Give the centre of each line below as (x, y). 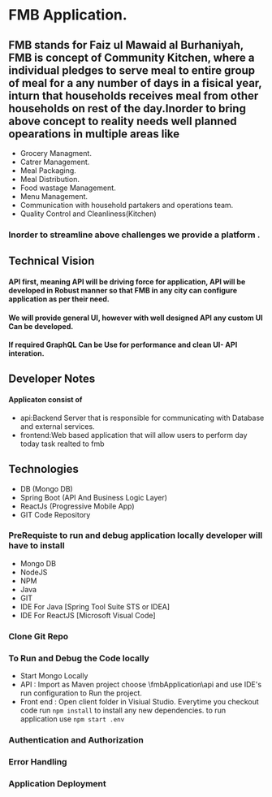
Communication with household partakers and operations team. (127, 205)
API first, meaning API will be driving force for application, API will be (127, 281)
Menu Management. (54, 196)
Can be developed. (41, 326)
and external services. (57, 426)
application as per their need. (59, 299)
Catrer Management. (55, 162)
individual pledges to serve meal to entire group (132, 70)
